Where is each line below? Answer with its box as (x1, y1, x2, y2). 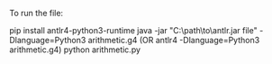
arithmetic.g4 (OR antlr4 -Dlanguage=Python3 (87, 35, 260, 45)
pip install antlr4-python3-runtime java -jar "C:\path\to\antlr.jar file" (9, 25, 258, 35)
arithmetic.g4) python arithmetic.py (9, 44, 141, 55)
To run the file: (9, 8, 64, 18)
